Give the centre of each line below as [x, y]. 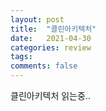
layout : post [37, 19]
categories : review [51, 47]
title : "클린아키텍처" [53, 29]
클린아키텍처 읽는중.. [50, 95]
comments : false [44, 66]
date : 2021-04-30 [51, 38]
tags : [21, 57]
